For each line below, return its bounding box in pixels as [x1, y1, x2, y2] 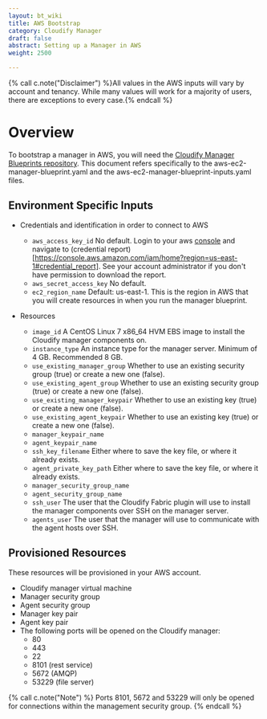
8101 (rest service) [31, 660, 94, 669]
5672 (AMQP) [31, 668, 78, 678]
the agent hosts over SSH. [31, 523, 119, 533]
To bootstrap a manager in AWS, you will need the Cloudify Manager [8, 149, 235, 159]
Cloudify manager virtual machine [19, 583, 132, 593]
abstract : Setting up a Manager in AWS [8, 42, 142, 50]
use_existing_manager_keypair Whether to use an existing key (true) [31, 394, 257, 404]
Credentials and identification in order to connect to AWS [19, 220, 208, 230]
